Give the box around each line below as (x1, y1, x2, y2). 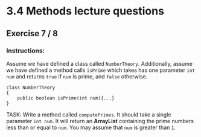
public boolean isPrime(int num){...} (17, 95, 115, 101)
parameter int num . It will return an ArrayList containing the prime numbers (6, 117, 194, 124)
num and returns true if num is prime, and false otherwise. (6, 72, 148, 80)
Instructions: (6, 46, 45, 55)
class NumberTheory (6, 84, 56, 91)
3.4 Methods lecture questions (6, 4, 165, 18)
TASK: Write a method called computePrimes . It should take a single (6, 110, 171, 118)
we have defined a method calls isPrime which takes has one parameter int (6, 66, 195, 74)
